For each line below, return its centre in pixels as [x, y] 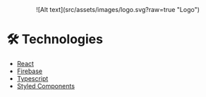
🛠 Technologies [55, 39]
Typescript [32, 78]
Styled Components [46, 86]
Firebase [30, 71]
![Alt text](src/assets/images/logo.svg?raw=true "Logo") [118, 9]
